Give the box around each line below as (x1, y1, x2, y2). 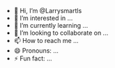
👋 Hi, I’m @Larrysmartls (13, 7, 82, 15)
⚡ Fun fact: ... (13, 54, 52, 62)
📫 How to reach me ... (13, 37, 79, 44)
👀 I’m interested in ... (13, 14, 73, 22)
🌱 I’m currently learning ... (13, 22, 89, 29)
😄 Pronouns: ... (13, 46, 59, 55)
